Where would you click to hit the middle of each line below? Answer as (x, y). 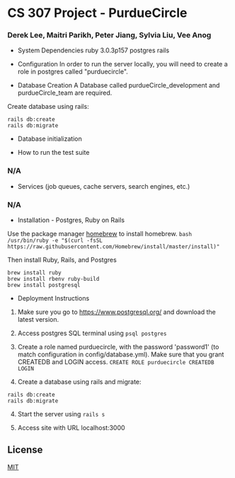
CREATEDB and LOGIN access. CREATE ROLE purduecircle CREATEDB (116, 362)
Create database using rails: (48, 107)
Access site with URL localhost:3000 (71, 428)
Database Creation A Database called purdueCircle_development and (119, 86)
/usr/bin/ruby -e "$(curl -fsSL (55, 241)
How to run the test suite (53, 153)
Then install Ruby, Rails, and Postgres (62, 260)
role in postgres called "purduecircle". (73, 71)
